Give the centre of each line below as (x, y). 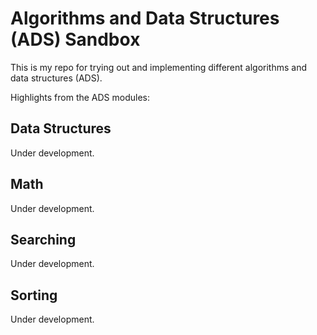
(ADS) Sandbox (75, 39)
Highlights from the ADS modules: (80, 97)
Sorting (34, 295)
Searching (43, 239)
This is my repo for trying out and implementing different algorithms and (158, 67)
